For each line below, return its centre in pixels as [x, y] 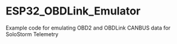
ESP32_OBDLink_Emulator [73, 11]
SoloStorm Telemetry [32, 34]
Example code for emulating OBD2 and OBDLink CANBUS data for [88, 28]
